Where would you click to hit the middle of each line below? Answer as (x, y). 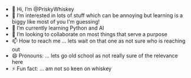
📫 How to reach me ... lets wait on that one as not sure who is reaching (98, 41)
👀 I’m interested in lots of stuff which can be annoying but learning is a (97, 15)
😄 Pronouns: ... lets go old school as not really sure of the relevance (95, 56)
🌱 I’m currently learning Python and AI (58, 28)
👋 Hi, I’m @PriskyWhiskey (43, 9)
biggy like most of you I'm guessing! (56, 22)
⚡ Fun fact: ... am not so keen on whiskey (62, 69)
